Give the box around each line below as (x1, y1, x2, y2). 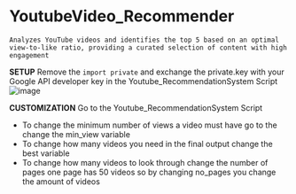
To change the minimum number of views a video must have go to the (21, 120, 277, 130)
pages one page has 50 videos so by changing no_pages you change (21, 167, 277, 177)
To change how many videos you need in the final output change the (21, 138, 273, 149)
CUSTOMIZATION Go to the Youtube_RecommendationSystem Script (9, 102, 263, 113)
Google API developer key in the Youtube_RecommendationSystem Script (9, 75, 278, 86)
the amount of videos (21, 175, 100, 187)
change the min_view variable (21, 128, 131, 139)
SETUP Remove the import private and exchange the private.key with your (9, 66, 285, 77)
